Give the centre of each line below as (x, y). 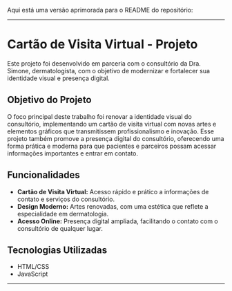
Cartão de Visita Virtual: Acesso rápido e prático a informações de (113, 191)
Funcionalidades (44, 175)
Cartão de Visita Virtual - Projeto (103, 45)
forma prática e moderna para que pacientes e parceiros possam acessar (112, 146)
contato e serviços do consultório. (66, 199)
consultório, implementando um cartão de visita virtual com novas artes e (112, 124)
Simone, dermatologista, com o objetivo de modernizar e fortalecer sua (109, 71)
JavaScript (32, 274)
